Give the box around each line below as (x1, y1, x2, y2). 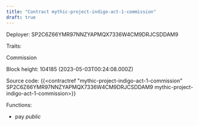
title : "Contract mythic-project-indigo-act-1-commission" (6, 8, 157, 15)
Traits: (6, 42, 22, 50)
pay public (14, 113, 41, 120)
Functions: (6, 101, 32, 108)
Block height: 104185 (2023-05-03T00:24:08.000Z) (6, 65, 133, 72)
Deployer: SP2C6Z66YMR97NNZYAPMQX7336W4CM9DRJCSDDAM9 (6, 30, 179, 38)
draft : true (6, 14, 36, 20)
